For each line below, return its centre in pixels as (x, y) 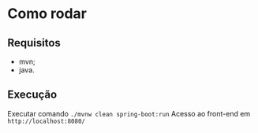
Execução (32, 95)
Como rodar (47, 14)
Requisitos (34, 43)
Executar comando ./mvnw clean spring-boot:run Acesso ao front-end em (129, 113)
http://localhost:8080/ (47, 121)
